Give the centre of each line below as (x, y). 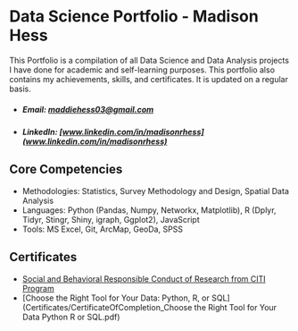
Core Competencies (66, 170)
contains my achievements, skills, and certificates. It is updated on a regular (149, 79)
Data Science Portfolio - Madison (134, 17)
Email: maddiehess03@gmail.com (88, 109)
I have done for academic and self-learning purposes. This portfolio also (142, 70)
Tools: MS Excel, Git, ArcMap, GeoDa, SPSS (103, 229)
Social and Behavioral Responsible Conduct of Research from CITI (144, 278)
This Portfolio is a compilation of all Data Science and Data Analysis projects (149, 60)
